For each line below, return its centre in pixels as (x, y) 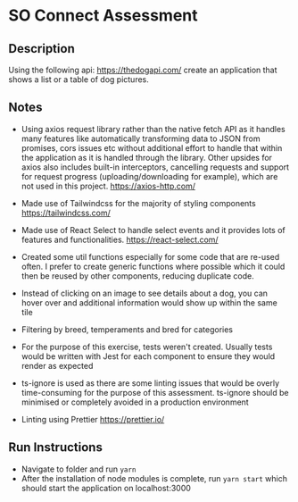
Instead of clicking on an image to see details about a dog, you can (145, 293)
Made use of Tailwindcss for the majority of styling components (138, 203)
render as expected (57, 365)
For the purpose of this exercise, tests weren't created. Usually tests (147, 347)
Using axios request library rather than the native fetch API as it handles (153, 129)
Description (41, 49)
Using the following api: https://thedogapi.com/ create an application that (143, 70)
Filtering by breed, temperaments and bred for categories (127, 329)
